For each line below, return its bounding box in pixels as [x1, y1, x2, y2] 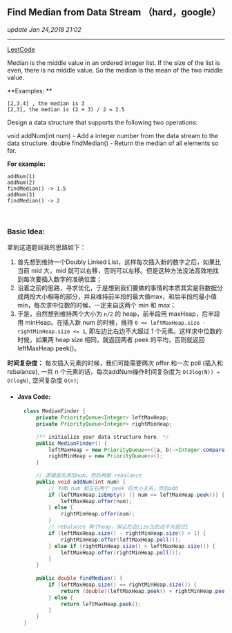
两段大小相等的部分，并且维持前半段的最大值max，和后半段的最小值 [23, 292, 217, 301]
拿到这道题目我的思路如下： [7, 243, 86, 252]
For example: [7, 160, 46, 168]
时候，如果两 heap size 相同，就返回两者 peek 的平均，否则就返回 [17, 336, 205, 344]
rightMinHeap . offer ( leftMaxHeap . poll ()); [61, 536, 182, 543]
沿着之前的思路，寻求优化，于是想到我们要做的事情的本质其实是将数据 [17, 284, 217, 292]
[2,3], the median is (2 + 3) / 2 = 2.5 [7, 106, 126, 113]
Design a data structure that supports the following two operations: [7, 118, 198, 126]
